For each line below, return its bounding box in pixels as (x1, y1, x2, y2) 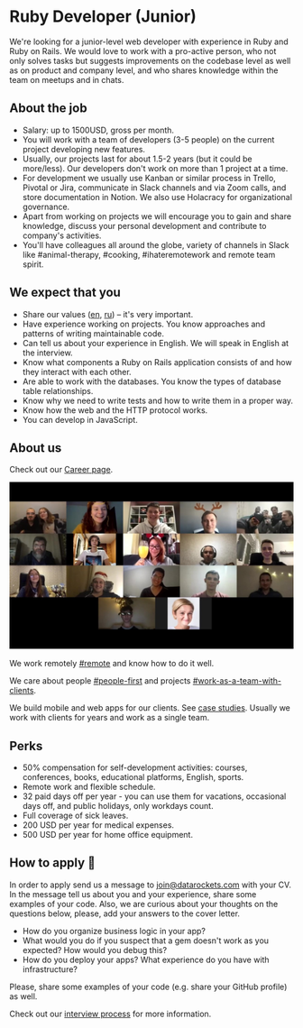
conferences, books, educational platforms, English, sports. (22, 771, 244, 782)
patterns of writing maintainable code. (22, 327, 165, 339)
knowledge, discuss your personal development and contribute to (22, 220, 267, 231)
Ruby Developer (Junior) (9, 6, 197, 27)
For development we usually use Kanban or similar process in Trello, (22, 172, 277, 183)
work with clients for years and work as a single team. (9, 712, 210, 723)
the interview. (22, 347, 74, 358)
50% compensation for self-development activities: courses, (22, 762, 248, 773)
